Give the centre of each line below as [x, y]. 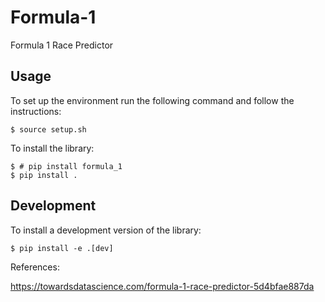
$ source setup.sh [48, 129]
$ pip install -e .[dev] [62, 248]
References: [35, 267]
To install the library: [52, 148]
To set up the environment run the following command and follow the [152, 100]
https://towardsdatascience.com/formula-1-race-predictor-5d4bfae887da [162, 286]
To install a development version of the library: [106, 230]
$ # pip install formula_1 [66, 166]
